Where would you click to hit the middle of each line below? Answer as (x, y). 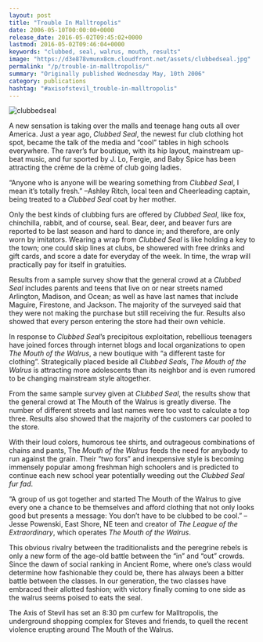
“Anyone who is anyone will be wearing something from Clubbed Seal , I (124, 183)
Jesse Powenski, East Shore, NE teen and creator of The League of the (123, 524)
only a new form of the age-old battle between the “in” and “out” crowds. (127, 556)
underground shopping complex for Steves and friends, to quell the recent (129, 622)
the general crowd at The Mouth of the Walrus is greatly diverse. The (120, 402)
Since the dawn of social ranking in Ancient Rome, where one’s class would (130, 564)
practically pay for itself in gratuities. (68, 264)
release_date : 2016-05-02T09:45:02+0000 (76, 37)
